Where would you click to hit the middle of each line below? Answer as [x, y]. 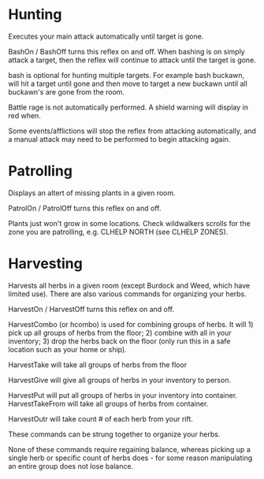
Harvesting [45, 264]
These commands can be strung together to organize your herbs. [114, 434]
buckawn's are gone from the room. [66, 91]
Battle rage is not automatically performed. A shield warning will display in [128, 107]
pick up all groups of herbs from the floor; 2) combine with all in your [120, 332]
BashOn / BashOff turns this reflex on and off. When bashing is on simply [127, 51]
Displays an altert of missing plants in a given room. [92, 193]
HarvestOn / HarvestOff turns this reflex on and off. [91, 309]
